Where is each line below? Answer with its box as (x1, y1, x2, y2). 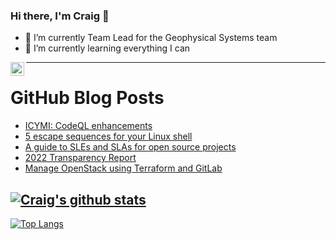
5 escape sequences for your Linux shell (24, 130, 193, 143)
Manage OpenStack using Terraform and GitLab (24, 162, 223, 174)
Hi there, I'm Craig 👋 (10, 9, 110, 23)
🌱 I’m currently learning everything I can (24, 42, 191, 54)
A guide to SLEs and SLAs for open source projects (24, 141, 237, 153)
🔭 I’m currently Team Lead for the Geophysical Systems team (24, 32, 278, 44)
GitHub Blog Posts (10, 87, 165, 109)
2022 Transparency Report (24, 152, 137, 164)
